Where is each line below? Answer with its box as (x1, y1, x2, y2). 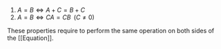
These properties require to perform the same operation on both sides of (7, 27, 215, 35)
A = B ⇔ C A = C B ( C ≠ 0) (17, 13, 95, 21)
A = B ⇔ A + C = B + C (17, 6, 85, 14)
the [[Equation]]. (7, 34, 54, 42)
